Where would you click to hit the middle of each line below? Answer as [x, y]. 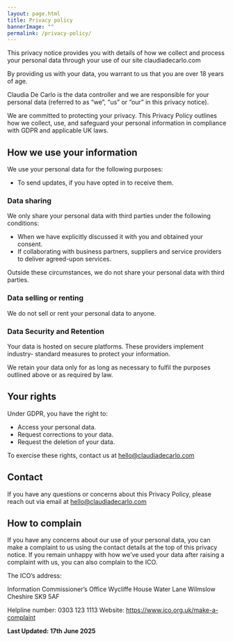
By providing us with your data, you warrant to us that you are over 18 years [115, 74]
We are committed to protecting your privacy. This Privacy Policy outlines [112, 116]
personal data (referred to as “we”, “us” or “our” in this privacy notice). [108, 102]
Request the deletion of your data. [66, 442]
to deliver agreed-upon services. [64, 259]
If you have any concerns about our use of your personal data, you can [109, 540]
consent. [30, 244]
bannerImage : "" [31, 26]
